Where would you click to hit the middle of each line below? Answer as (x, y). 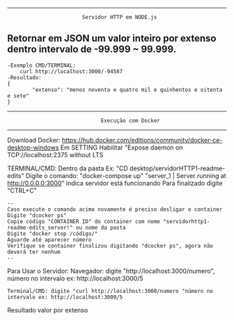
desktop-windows (33, 147)
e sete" (18, 96)
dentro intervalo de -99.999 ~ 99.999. (92, 49)
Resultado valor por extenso (48, 310)
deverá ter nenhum (34, 252)
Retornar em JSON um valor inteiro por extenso (112, 39)
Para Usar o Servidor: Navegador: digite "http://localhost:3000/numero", (111, 271)
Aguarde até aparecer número (49, 240)
